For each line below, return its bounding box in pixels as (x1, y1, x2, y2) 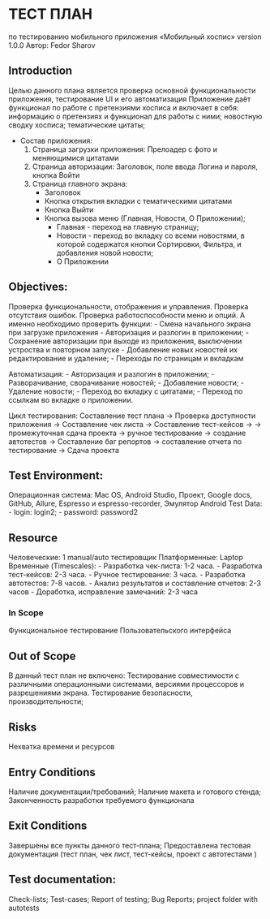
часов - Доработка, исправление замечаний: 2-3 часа (8, 587, 199, 597)
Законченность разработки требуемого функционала (8, 795, 195, 805)
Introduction (8, 64, 73, 78)
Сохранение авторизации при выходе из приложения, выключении (8, 336, 242, 346)
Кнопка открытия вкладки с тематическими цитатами (44, 196, 233, 205)
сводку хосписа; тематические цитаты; (8, 119, 146, 130)
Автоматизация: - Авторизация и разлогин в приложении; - (8, 369, 215, 378)
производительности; (8, 697, 84, 706)
